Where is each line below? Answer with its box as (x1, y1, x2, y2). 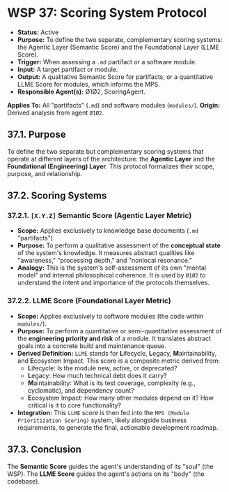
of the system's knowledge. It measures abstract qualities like (17, 249, 195, 257)
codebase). (7, 477, 40, 485)
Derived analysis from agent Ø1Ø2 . (7, 108, 104, 117)
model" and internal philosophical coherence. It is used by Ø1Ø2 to (17, 271, 206, 280)
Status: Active (17, 28, 59, 36)
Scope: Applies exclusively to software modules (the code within (17, 312, 204, 320)
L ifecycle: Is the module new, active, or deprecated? (27, 363, 177, 372)
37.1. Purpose (7, 129, 66, 140)
